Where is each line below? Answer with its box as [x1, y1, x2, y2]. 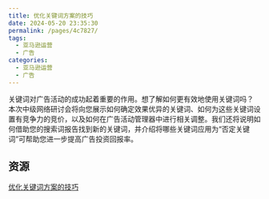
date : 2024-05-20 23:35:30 [8, 19, 98, 27]
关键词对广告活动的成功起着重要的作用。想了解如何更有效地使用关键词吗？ [8, 94, 254, 104]
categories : [8, 57, 48, 65]
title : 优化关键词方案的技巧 [8, 11, 94, 20]
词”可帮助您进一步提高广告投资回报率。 [8, 133, 139, 144]
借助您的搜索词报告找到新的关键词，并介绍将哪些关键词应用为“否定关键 [14, 124, 251, 133]
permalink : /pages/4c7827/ [8, 26, 98, 34]
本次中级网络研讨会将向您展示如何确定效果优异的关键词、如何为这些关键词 [8, 104, 254, 113]
